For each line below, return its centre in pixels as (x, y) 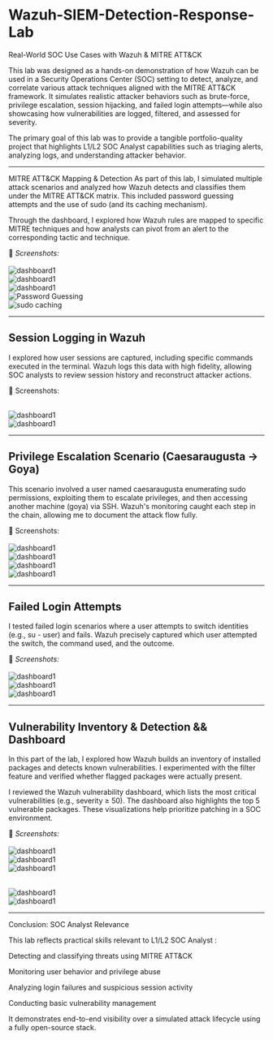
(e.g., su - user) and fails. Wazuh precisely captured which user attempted (133, 635)
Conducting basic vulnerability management (82, 1003)
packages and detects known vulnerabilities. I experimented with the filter (132, 768)
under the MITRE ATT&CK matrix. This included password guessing (121, 196)
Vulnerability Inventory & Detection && (108, 727)
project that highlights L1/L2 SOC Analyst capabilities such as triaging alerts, (136, 146)
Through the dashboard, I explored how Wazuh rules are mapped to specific (136, 220)
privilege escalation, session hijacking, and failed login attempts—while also (135, 105)
